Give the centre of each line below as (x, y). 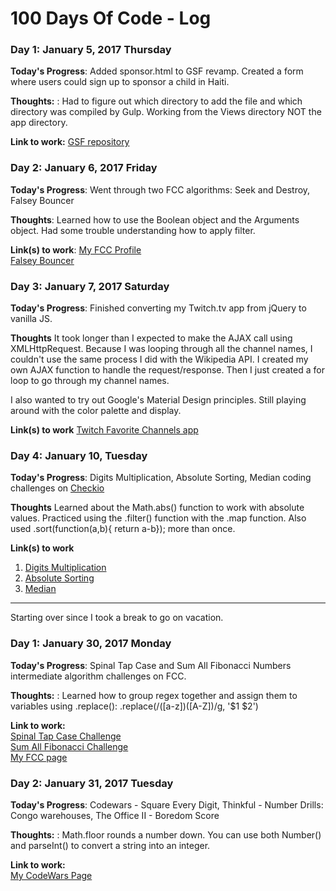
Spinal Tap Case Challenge (66, 736)
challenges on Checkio (57, 488)
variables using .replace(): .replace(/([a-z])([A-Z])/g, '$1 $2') (134, 706)
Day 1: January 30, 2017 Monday (91, 644)
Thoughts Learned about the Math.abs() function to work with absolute (157, 508)
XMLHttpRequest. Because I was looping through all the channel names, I (161, 349)
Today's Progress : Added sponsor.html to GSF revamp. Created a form (157, 71)
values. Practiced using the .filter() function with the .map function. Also (158, 518)
